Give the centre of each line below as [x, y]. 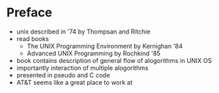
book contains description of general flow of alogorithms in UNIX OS [114, 60]
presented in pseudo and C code [63, 75]
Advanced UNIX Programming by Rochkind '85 [94, 53]
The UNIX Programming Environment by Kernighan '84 [105, 46]
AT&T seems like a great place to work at [74, 82]
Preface [29, 13]
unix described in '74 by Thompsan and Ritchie [83, 31]
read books [32, 38]
